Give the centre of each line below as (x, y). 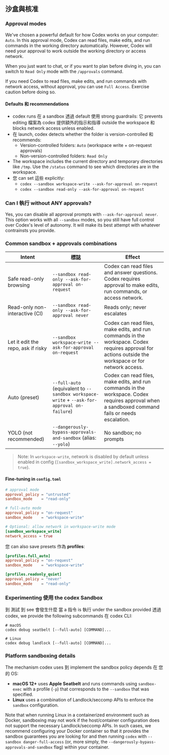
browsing (19, 285)
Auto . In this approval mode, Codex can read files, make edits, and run (78, 40)
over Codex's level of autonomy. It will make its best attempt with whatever (83, 225)
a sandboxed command (132, 407)
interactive (20, 313)
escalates (115, 313)
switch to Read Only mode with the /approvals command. (64, 71)
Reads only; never (125, 307)
